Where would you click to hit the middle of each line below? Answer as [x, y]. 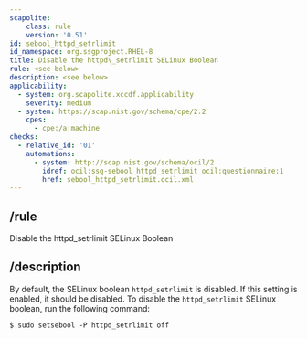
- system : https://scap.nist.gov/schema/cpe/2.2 [112, 111]
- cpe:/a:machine [67, 129]
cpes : [37, 120]
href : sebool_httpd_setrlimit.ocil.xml [118, 179]
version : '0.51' [57, 35]
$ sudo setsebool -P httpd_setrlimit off [90, 325]
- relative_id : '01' [57, 145]
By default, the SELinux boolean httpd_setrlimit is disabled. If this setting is [153, 289]
